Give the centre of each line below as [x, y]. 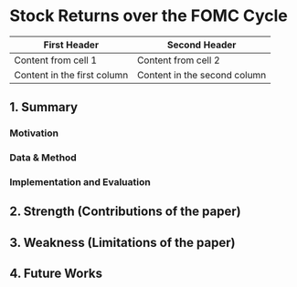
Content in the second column [202, 75]
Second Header [202, 45]
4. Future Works [56, 274]
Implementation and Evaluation [80, 182]
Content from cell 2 [179, 60]
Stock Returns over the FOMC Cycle [148, 16]
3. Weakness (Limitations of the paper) [122, 242]
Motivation [34, 133]
